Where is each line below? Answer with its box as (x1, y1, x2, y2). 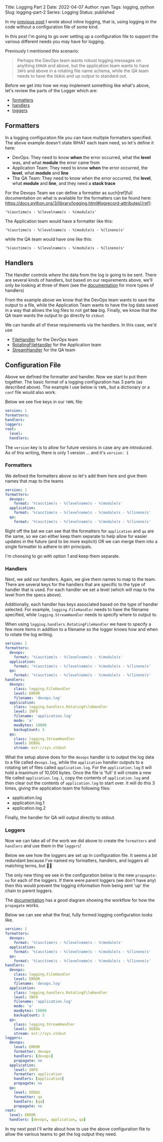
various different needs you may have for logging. (5, 39, 105, 44)
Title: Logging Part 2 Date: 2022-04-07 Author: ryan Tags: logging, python (5, 4, 155, 10)
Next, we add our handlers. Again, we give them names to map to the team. (5, 576, 157, 582)
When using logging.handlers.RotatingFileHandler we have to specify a (5, 621, 152, 627)
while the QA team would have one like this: (5, 236, 92, 242)
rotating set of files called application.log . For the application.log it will (5, 765, 152, 771)
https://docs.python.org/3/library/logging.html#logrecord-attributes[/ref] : (5, 200, 152, 206)
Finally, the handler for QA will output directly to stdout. (5, 815, 116, 820)
